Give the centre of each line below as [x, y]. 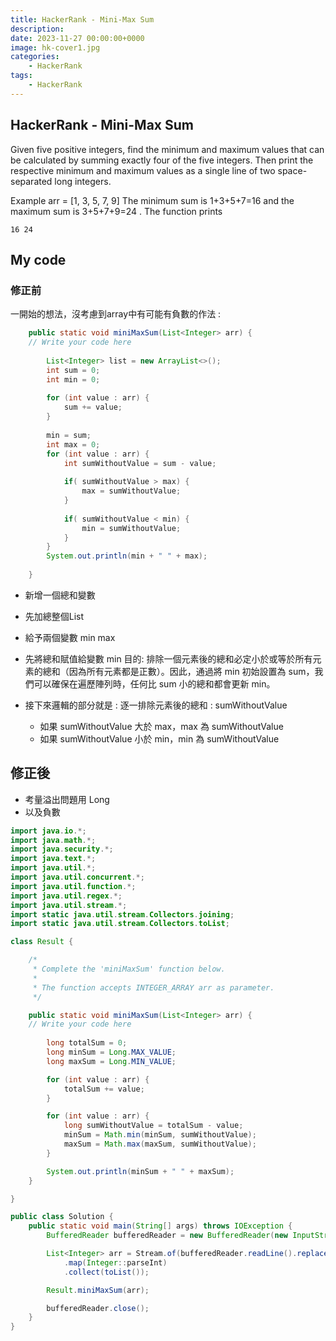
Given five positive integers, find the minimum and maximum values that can [167, 149]
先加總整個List [54, 616]
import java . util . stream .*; [69, 905]
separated [31, 181]
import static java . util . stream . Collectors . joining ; [122, 914]
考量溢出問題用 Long [67, 799]
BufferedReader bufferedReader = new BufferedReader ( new [167, 1236]
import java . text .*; [53, 859]
